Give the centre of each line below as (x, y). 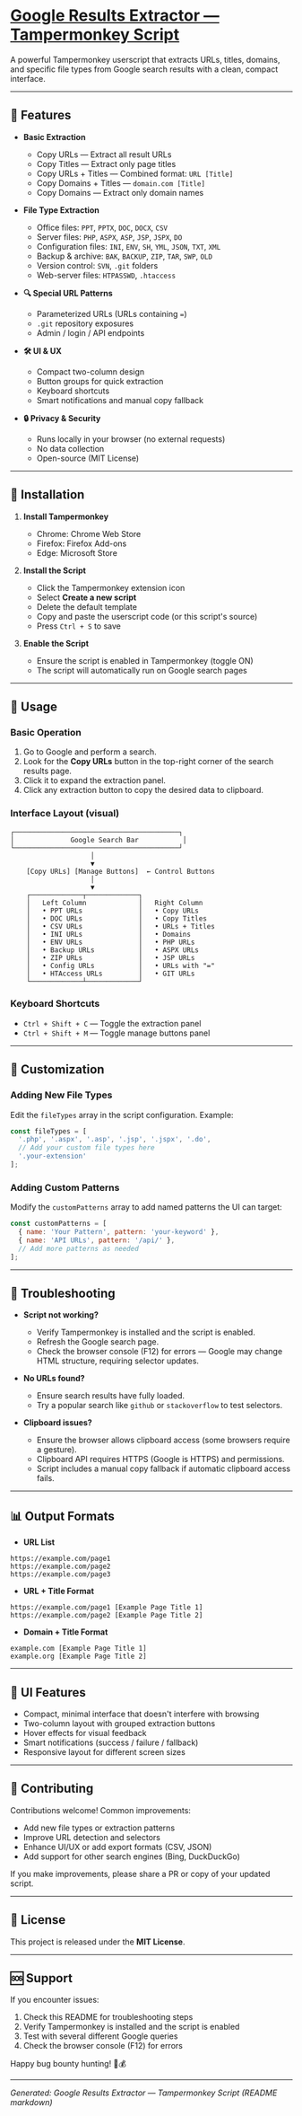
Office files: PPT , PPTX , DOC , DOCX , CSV (102, 227)
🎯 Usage (34, 706)
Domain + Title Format (65, 1632)
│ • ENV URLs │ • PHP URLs (111, 942)
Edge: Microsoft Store (77, 552)
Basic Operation (46, 732)
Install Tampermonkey (66, 516)
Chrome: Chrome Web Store (89, 533)
